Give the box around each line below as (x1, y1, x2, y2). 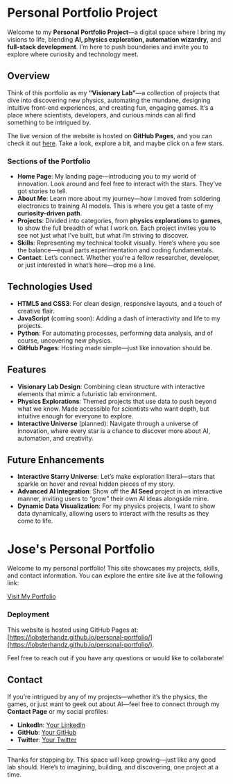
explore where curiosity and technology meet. (7, 50, 139, 58)
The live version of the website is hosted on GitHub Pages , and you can (7, 131, 213, 140)
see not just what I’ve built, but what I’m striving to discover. (17, 231, 189, 240)
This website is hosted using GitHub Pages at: (7, 626, 139, 634)
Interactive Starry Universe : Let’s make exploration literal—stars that (17, 473, 215, 481)
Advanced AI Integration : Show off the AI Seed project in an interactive (17, 487, 223, 496)
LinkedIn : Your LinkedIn (17, 721, 85, 729)
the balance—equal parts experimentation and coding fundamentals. (17, 246, 214, 254)
